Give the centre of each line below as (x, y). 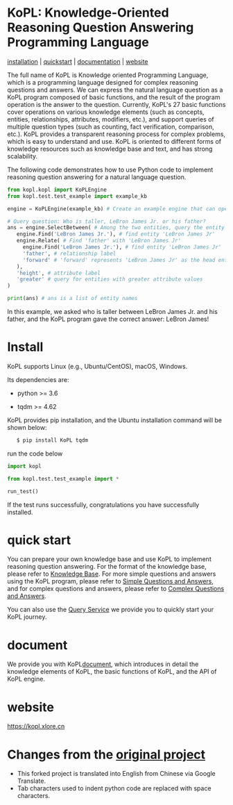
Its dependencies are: (38, 380)
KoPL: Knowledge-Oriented (88, 13)
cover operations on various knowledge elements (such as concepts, (106, 112)
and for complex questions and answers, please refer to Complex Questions (116, 589)
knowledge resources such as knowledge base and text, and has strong (110, 149)
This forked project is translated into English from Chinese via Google (116, 774)
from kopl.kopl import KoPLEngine (57, 190)
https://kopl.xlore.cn (36, 727)
